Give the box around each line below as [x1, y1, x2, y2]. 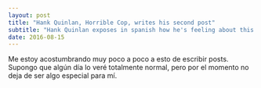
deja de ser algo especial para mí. [8, 71, 118, 80]
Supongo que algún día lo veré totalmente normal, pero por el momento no [8, 63, 249, 72]
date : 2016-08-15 [8, 33, 65, 41]
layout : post [8, 11, 51, 19]
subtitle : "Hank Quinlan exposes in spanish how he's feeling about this [8, 26, 255, 33]
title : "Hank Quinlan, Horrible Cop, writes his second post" [8, 19, 216, 26]
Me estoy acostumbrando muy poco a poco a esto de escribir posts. [8, 55, 229, 64]
